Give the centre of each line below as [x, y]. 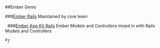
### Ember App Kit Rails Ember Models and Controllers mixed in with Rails [81, 26]
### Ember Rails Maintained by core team [46, 16]
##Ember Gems [21, 7]
